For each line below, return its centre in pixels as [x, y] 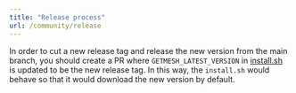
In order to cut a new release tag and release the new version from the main [148, 50]
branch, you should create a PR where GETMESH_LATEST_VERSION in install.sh [146, 60]
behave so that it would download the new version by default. [122, 79]
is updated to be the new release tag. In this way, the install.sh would [140, 70]
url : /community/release [55, 26]
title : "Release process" [57, 17]
